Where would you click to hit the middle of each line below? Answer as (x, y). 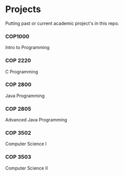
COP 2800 (18, 84)
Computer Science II (27, 168)
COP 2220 (18, 61)
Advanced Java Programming (36, 120)
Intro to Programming (27, 48)
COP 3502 (18, 133)
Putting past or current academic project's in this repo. (62, 23)
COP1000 (17, 36)
